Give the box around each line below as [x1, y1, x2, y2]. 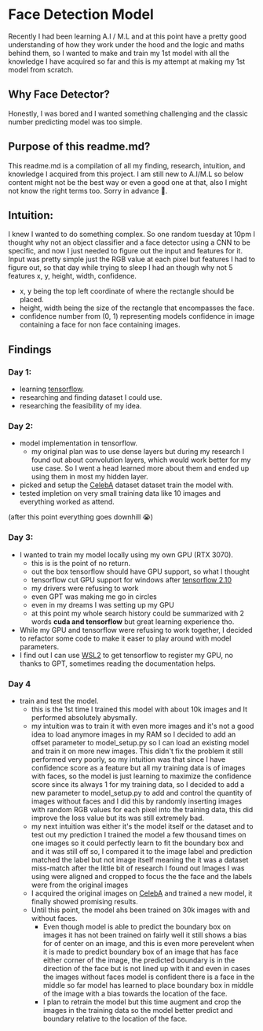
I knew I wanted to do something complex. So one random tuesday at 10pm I [8, 230, 255, 239]
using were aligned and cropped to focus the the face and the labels [31, 871, 253, 881]
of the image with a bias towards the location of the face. [42, 989, 228, 998]
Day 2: [8, 420, 34, 431]
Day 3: [8, 532, 34, 543]
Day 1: [8, 366, 32, 377]
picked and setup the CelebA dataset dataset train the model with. [19, 480, 234, 490]
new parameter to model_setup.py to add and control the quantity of [31, 788, 253, 797]
